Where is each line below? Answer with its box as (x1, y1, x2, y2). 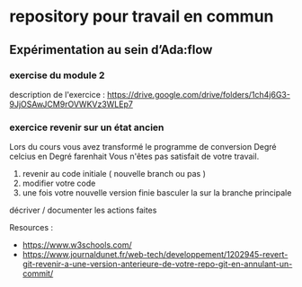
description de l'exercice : (9, 89, 106, 100)
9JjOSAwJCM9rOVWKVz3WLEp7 (9, 99, 133, 109)
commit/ (22, 268, 54, 279)
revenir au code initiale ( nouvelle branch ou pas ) (22, 169, 207, 179)
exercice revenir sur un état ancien (9, 121, 164, 134)
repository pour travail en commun (9, 6, 274, 27)
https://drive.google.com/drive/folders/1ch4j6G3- (106, 89, 290, 100)
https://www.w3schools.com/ (22, 239, 132, 250)
